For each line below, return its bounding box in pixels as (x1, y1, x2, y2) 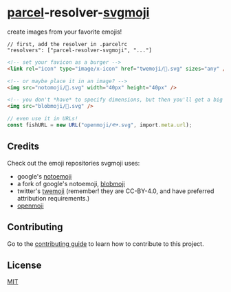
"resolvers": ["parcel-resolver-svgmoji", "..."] (7, 47, 153, 54)
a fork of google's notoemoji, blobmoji (16, 179, 125, 188)
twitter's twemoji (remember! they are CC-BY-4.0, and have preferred (16, 187, 214, 195)
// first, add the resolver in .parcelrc (7, 41, 128, 47)
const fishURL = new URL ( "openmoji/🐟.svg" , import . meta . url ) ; (7, 122, 192, 128)
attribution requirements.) (16, 194, 90, 202)
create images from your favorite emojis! (7, 27, 122, 36)
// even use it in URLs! (7, 115, 78, 122)
